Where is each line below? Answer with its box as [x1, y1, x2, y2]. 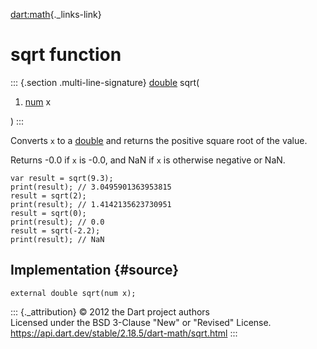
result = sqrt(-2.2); [10, 225, 101, 236]
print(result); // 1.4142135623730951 [10, 199, 172, 209]
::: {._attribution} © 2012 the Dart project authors [10, 305, 210, 318]
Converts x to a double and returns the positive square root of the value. [10, 134, 308, 146]
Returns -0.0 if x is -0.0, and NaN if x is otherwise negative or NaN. [10, 154, 286, 166]
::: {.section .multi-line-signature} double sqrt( [10, 76, 200, 88]
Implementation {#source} [10, 262, 180, 279]
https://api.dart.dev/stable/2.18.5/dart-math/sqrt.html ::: [10, 327, 238, 339]
